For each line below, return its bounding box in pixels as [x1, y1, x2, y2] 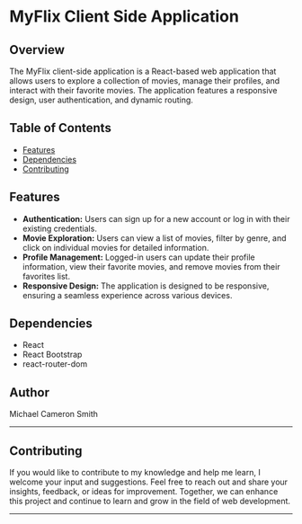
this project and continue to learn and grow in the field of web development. [9, 496, 290, 507]
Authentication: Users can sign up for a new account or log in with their [22, 213, 290, 224]
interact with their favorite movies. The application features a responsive [9, 85, 278, 95]
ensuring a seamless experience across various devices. [22, 289, 233, 300]
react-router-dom [22, 359, 88, 369]
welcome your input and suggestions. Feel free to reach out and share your [9, 476, 289, 487]
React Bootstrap [22, 349, 83, 360]
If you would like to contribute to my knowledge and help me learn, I [9, 467, 261, 478]
